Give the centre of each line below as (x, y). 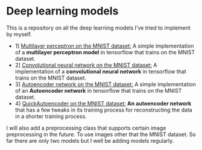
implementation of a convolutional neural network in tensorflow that (101, 71)
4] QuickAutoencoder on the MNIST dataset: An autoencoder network (103, 103)
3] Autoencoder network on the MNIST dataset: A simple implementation (105, 84)
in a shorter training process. (51, 116)
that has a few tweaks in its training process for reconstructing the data (104, 110)
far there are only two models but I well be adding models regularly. (90, 140)
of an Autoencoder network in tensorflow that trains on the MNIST (98, 90)
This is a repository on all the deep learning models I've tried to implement (99, 28)
